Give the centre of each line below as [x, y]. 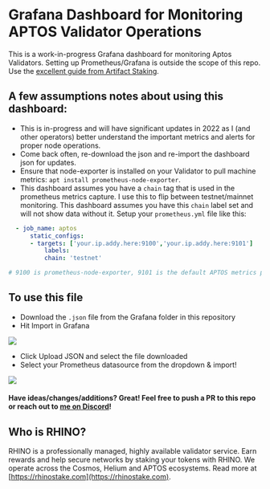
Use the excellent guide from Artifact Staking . [84, 71]
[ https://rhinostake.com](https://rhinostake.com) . [90, 477]
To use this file [46, 297]
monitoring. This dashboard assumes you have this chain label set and [137, 205]
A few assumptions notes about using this [116, 97]
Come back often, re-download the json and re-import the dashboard [135, 153]
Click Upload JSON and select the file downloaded [104, 356]
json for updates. [48, 162]
